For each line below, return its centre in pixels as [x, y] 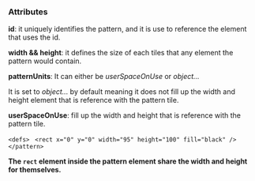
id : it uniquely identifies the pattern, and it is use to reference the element [127, 29]
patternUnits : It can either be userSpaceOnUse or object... [104, 77]
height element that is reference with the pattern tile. [94, 100]
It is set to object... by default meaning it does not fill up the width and [122, 92]
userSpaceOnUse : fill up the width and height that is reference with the [124, 115]
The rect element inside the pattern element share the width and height [128, 161]
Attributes [28, 12]
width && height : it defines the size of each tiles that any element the [121, 53]
